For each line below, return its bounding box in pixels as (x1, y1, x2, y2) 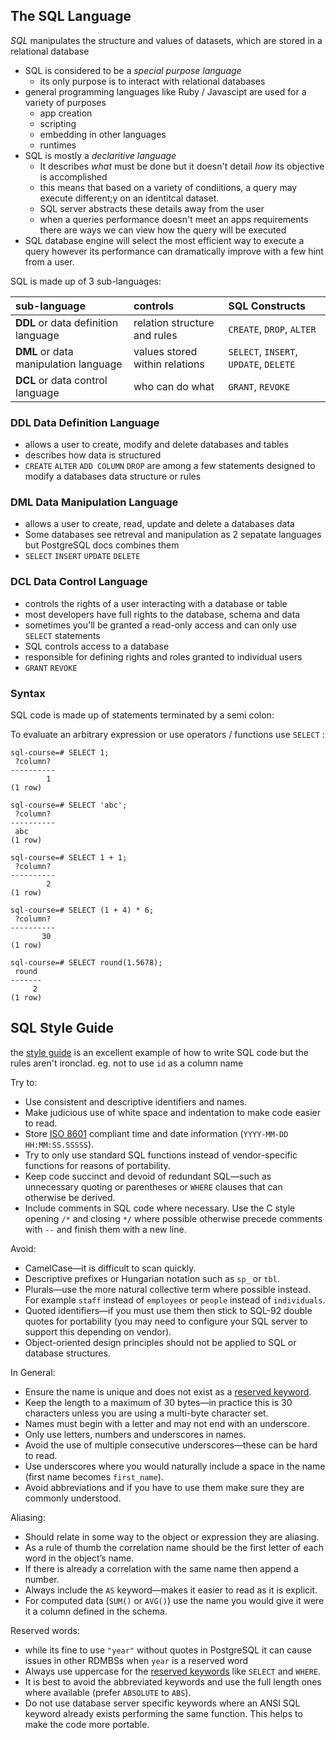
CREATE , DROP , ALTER (228, 322, 317, 336)
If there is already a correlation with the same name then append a (24, 1562, 299, 1574)
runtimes (39, 139, 77, 151)
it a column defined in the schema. (24, 1605, 168, 1617)
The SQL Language (10, 8, 132, 25)
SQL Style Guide (10, 1020, 114, 1037)
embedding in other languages (39, 128, 167, 140)
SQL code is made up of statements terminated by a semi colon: (10, 709, 275, 721)
